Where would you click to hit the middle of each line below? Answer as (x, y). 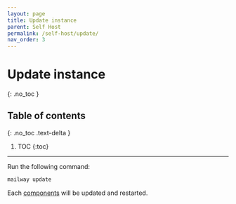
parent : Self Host (34, 27)
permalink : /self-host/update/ (53, 33)
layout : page (26, 14)
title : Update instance (42, 20)
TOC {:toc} (33, 146)
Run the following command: (48, 166)
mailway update (29, 179)
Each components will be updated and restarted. (78, 193)
